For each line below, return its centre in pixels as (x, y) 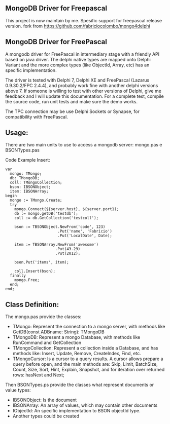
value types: (18, 390)
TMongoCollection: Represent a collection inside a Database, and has (85, 348)
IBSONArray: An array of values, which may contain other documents (85, 405)
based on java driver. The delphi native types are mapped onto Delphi (78, 59)
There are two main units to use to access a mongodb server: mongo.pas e (84, 145)
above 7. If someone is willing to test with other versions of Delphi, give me (83, 91)
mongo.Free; (27, 280)
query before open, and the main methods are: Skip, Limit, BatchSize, (85, 364)
